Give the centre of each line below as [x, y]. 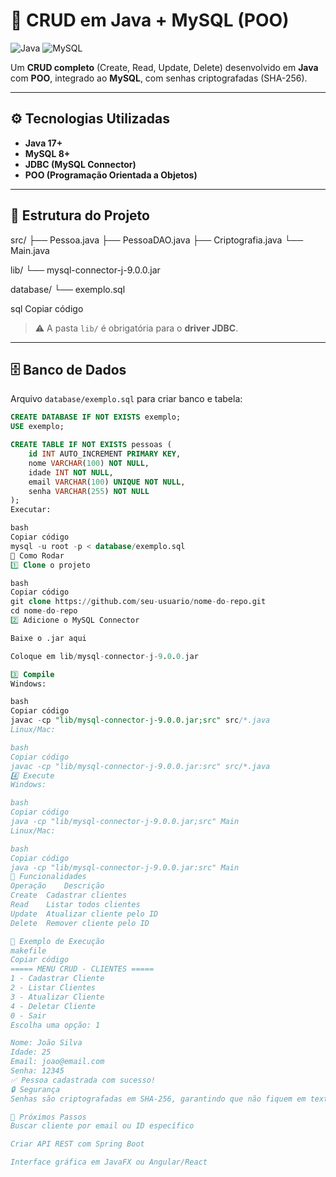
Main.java [30, 250]
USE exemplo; [37, 427]
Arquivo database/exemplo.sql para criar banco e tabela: [126, 399]
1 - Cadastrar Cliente [57, 979]
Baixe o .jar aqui [48, 638]
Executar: [31, 510]
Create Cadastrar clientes [69, 895]
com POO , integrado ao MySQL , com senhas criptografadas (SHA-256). [159, 78]
